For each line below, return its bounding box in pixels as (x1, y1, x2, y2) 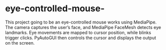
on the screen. (5, 40, 35, 46)
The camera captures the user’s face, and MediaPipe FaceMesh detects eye (5, 24, 162, 30)
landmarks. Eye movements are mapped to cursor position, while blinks (5, 29, 152, 35)
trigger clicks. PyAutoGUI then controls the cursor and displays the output (5, 35, 157, 41)
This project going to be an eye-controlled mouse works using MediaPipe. (5, 19, 157, 25)
